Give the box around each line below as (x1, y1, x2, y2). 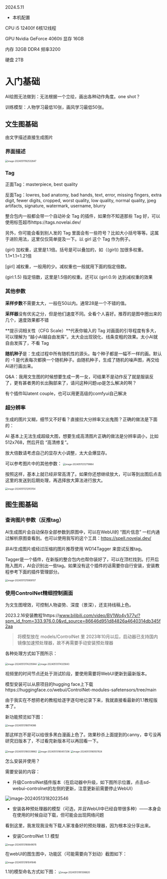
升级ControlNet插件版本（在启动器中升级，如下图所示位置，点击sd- (12, 779, 151, 785)
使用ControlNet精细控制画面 (5, 590, 74, 597)
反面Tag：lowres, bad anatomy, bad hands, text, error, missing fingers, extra (5, 192, 162, 198)
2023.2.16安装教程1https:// (5, 612, 60, 618)
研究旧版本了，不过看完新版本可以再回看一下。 (5, 738, 101, 744)
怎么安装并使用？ (5, 758, 40, 764)
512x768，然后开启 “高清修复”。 (5, 439, 71, 445)
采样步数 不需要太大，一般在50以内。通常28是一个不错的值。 (5, 300, 129, 306)
